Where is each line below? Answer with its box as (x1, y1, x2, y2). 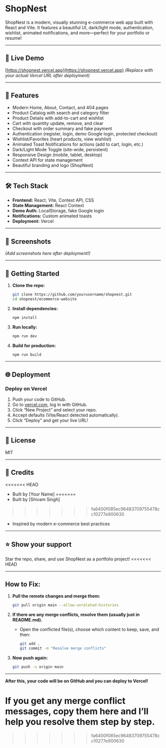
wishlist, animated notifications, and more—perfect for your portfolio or (5, 30, 150, 36)
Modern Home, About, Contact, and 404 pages (12, 104, 109, 110)
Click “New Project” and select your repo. (12, 407, 97, 413)
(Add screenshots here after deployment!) (5, 250, 90, 256)
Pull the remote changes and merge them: (12, 593, 100, 599)
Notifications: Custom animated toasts (12, 213, 92, 219)
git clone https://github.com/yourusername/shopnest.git (12, 292, 132, 297)
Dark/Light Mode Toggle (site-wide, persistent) (12, 146, 108, 152)
